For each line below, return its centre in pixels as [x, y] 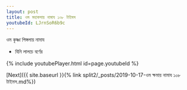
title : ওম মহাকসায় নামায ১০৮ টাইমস [41, 17]
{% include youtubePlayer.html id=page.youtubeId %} [73, 64]
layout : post [22, 12]
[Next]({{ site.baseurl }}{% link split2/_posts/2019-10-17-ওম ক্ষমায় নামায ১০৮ [93, 75]
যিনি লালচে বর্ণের [29, 52]
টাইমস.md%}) [21, 82]
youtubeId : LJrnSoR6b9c [36, 23]
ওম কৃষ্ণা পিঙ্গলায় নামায [25, 40]
